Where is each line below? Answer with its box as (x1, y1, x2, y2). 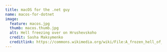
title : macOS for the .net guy (5, 7, 70, 12)
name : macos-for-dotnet (5, 12, 55, 17)
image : (5, 16, 19, 21)
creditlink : (9, 40, 35, 45)
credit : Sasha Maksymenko (9, 35, 64, 40)
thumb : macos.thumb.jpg (9, 26, 59, 31)
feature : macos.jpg (9, 21, 50, 26)
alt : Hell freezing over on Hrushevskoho (9, 30, 97, 35)
